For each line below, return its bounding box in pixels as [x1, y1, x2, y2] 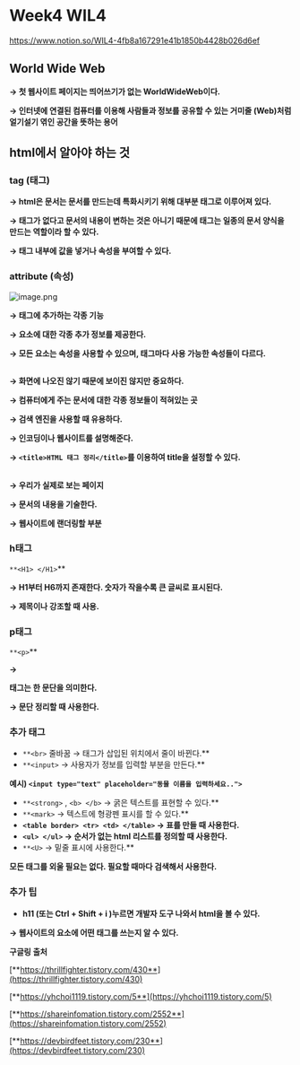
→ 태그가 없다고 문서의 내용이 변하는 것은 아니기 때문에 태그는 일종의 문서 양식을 [9, 215, 285, 226]
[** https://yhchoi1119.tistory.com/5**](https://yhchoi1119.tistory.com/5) [9, 991, 272, 1001]
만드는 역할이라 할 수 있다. [9, 226, 99, 238]
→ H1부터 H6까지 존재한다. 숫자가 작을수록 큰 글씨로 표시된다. [9, 581, 224, 592]
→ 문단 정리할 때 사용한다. [9, 702, 100, 712]
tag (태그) [9, 174, 51, 187]
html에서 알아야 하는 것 [9, 145, 131, 161]
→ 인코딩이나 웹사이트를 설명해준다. [9, 432, 134, 444]
